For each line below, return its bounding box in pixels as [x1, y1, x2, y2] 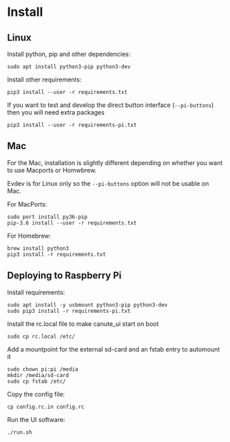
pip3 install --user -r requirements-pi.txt [7, 122, 137, 128]
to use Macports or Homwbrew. [7, 166, 97, 174]
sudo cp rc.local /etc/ [7, 333, 76, 340]
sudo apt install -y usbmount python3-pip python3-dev [7, 301, 168, 308]
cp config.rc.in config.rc [7, 403, 85, 410]
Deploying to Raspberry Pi [7, 270, 122, 282]
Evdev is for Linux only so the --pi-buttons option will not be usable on [7, 179, 209, 187]
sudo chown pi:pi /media [7, 365, 79, 373]
